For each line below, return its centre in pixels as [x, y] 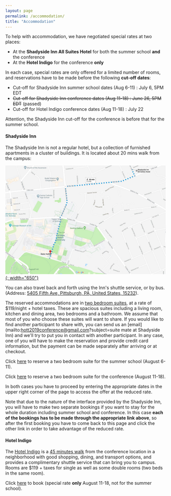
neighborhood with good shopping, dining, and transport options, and [78, 457]
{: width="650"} [22, 278]
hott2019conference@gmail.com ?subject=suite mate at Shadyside [91, 330]
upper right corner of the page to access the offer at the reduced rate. [79, 392]
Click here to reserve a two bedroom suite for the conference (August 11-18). [85, 377]
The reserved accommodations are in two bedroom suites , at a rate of [79, 303]
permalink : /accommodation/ [35, 16]
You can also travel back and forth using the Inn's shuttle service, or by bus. [85, 288]
